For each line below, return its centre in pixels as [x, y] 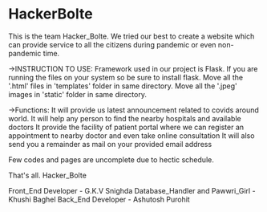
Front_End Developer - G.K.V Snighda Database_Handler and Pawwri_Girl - [132, 190]
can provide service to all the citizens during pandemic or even [112, 44]
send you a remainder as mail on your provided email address [110, 144]
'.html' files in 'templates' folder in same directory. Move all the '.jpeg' [123, 86]
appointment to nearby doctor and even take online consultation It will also [131, 135]
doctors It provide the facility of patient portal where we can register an [126, 127]
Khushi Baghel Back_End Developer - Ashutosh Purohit [99, 199]
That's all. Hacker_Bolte [47, 175]
